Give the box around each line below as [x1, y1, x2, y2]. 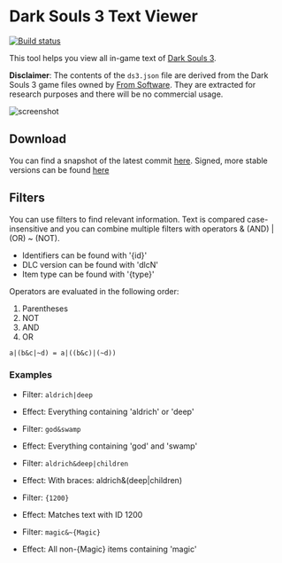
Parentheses [21, 303, 69, 314]
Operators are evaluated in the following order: [9, 285, 179, 296]
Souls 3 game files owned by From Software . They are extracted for [9, 79, 256, 90]
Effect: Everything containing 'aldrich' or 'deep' [21, 406, 194, 417]
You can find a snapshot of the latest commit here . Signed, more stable [9, 155, 268, 166]
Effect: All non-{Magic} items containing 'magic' [21, 543, 197, 554]
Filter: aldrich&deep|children [21, 457, 129, 468]
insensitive [9, 223, 49, 234]
